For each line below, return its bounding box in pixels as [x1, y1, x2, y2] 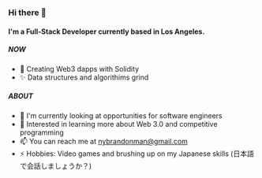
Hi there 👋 [8, 7, 47, 18]
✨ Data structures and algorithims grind [19, 72, 149, 82]
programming [19, 128, 65, 137]
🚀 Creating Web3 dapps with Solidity [19, 65, 140, 74]
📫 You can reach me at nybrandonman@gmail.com [19, 137, 188, 146]
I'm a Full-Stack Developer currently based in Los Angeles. [8, 27, 205, 36]
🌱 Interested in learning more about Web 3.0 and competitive [19, 120, 219, 129]
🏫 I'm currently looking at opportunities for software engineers [19, 111, 223, 121]
